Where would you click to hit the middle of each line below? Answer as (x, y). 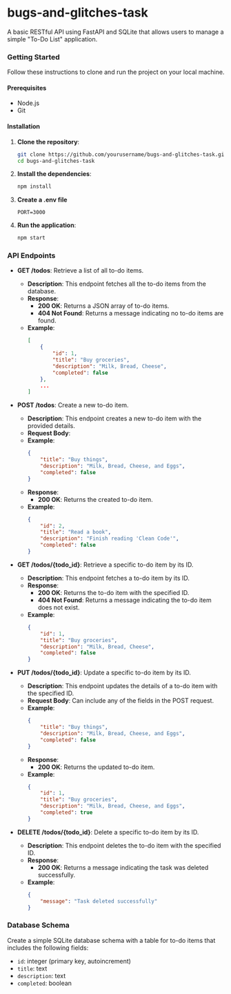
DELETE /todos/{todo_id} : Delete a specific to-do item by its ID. (108, 832)
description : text (41, 975)
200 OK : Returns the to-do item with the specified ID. (113, 592)
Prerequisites (27, 88)
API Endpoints (31, 255)
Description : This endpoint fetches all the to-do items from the (117, 284)
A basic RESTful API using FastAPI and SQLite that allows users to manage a (115, 32)
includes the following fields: (48, 948)
